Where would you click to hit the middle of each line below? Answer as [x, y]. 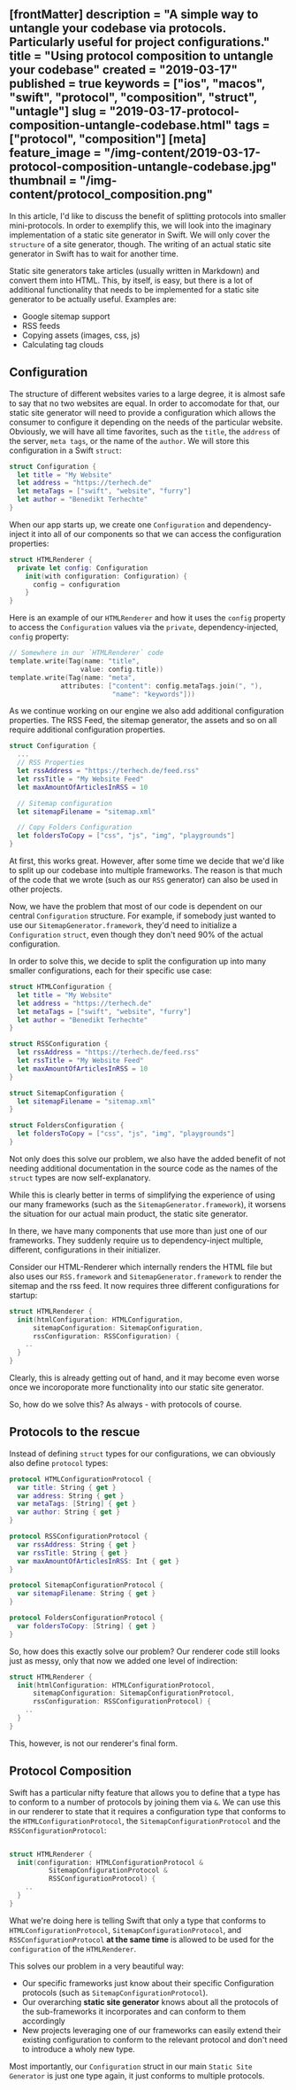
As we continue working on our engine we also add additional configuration [147, 711]
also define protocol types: [59, 1462]
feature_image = [55, 153]
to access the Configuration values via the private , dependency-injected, [144, 628]
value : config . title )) [122, 669]
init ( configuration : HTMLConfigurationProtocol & [110, 1862]
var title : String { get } [67, 1487]
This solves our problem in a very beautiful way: [96, 1966]
